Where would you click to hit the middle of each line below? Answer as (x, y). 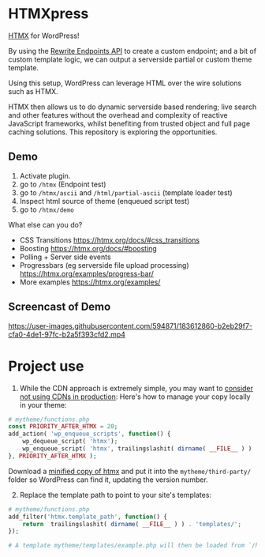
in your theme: (43, 405)
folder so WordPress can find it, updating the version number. (108, 480)
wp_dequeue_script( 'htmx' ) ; (70, 442)
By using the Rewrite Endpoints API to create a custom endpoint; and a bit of (132, 51)
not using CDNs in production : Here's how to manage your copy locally (135, 397)
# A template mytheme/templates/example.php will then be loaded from (127, 546)
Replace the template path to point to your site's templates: (115, 495)
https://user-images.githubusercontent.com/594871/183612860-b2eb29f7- (131, 326)
